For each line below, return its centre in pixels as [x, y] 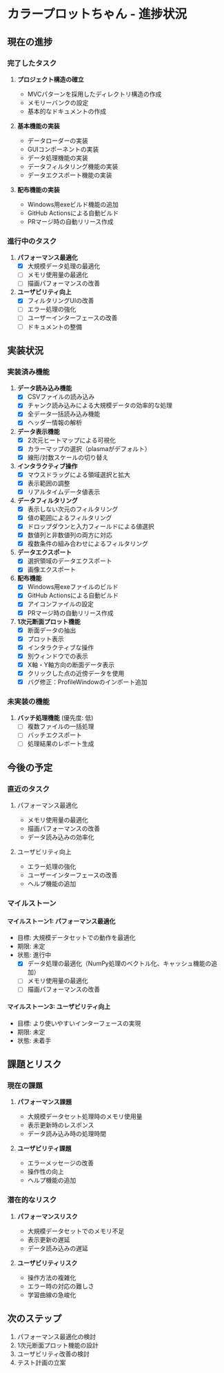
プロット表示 [45, 639]
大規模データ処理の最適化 [64, 266]
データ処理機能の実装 [58, 158]
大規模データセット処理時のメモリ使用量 [85, 1116]
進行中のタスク [32, 241]
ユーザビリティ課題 [44, 1148]
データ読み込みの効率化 [61, 837]
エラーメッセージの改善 [61, 1163]
